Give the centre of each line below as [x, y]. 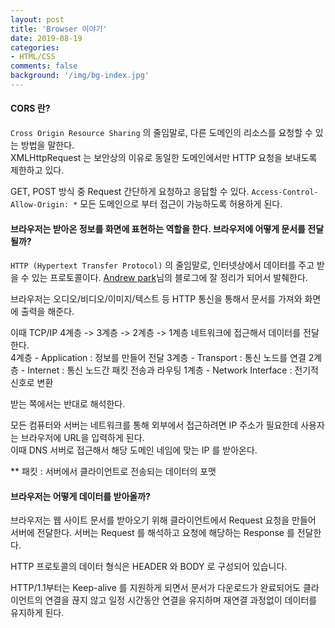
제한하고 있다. [37, 170]
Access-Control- [285, 192]
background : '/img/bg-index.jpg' [80, 76]
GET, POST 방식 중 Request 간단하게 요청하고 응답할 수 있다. [130, 192]
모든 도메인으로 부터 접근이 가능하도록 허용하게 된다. [181, 204]
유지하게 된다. [37, 613]
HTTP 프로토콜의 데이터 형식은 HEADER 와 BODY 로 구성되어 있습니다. [149, 567]
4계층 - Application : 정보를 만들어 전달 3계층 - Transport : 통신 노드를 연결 [158, 358]
